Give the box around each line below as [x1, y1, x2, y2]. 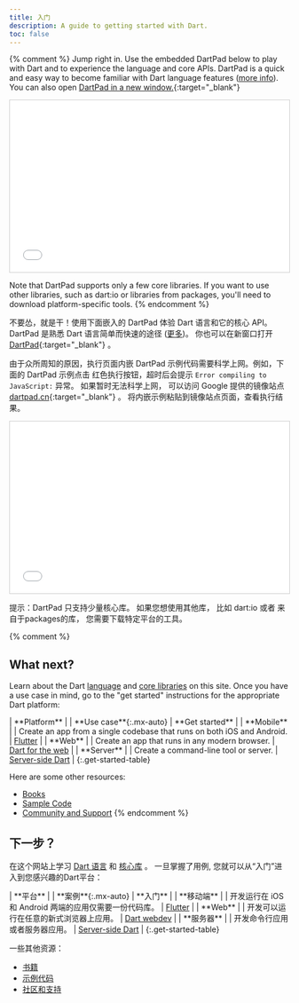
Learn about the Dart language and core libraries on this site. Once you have [9, 681, 288, 691]
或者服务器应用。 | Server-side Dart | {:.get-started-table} [9, 924, 220, 935]
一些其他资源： [9, 943, 64, 953]
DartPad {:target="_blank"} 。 [9, 339, 116, 351]
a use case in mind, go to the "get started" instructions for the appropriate [9, 690, 280, 701]
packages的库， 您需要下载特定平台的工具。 [24, 613, 188, 624]
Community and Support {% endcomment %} [21, 808, 189, 818]
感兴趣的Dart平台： [32, 872, 104, 882]
